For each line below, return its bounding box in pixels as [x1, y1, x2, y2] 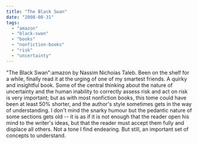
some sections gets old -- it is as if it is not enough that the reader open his [6, 113, 190, 120]
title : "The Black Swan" [6, 8, 67, 15]
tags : [6, 20, 20, 25]
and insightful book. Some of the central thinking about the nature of [6, 81, 173, 89]
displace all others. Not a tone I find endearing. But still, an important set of [6, 125, 189, 133]
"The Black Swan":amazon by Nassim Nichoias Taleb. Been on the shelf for [6, 69, 190, 76]
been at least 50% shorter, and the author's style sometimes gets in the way [6, 100, 192, 107]
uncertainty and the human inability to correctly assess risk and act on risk [6, 88, 188, 95]
